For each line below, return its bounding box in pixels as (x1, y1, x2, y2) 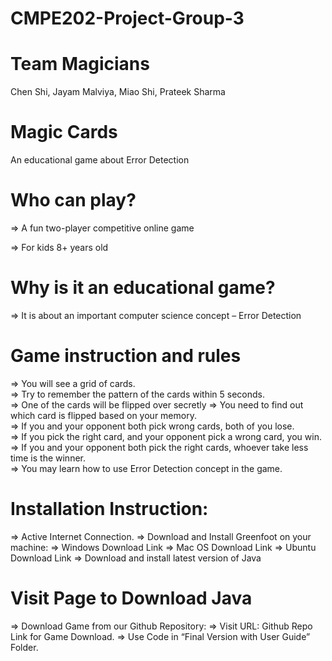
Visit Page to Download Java (10, 587, 253, 609)
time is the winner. (10, 452, 86, 464)
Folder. (10, 641, 39, 653)
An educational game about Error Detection (10, 154, 190, 166)
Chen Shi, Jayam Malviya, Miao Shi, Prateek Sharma (10, 86, 226, 98)
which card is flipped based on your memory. (10, 409, 197, 421)
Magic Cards (10, 121, 118, 144)
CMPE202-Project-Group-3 (10, 7, 245, 30)
